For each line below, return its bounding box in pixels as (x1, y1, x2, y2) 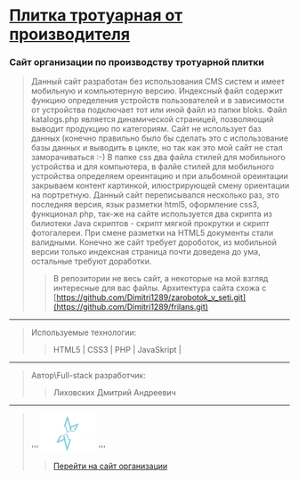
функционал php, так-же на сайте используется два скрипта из (30, 208, 273, 219)
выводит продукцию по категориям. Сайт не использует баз (30, 124, 263, 134)
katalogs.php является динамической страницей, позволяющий (30, 114, 274, 125)
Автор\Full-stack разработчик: (30, 370, 147, 381)
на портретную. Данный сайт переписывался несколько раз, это (30, 190, 280, 200)
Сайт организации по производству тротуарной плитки (9, 56, 264, 69)
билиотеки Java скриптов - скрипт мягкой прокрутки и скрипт (30, 218, 270, 229)
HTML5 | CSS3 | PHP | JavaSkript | (53, 345, 182, 355)
